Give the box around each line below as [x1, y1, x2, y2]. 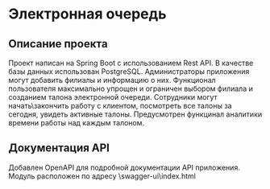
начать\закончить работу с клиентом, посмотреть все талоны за [8, 101, 232, 110]
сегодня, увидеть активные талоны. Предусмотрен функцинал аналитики [8, 109, 263, 119]
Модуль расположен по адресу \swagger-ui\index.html [8, 171, 196, 181]
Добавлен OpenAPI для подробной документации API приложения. [8, 162, 240, 172]
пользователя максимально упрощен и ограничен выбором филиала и [8, 84, 254, 93]
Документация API [8, 142, 110, 155]
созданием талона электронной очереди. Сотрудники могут [8, 92, 218, 101]
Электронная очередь [8, 5, 167, 23]
